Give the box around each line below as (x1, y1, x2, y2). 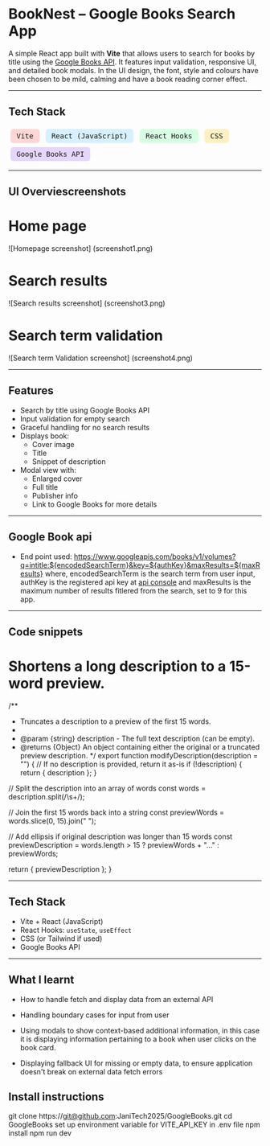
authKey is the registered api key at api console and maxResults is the (19, 577, 252, 587)
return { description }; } (19, 767, 97, 777)
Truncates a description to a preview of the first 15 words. (19, 717, 211, 726)
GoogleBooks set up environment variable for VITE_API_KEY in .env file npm (8, 1119, 260, 1130)
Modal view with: (19, 465, 76, 474)
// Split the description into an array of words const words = (8, 783, 207, 793)
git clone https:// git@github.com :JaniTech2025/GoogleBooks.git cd (8, 1111, 233, 1121)
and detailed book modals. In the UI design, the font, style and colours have (8, 65, 259, 75)
